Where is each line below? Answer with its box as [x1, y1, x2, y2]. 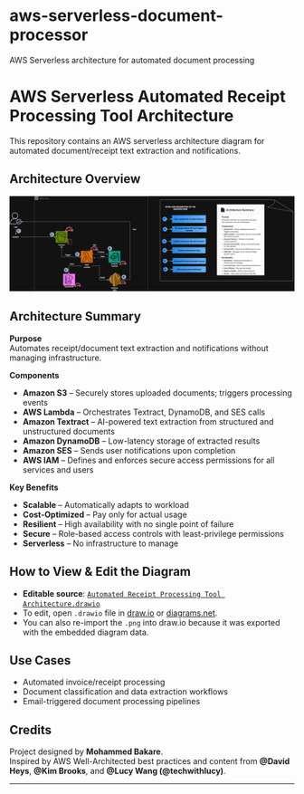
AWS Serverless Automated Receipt [9, 87, 287, 107]
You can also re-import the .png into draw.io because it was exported [22, 617, 280, 627]
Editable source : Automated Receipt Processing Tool [22, 588, 222, 598]
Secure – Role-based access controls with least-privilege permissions [22, 528, 285, 539]
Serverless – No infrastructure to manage [22, 538, 179, 549]
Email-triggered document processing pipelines [22, 696, 201, 707]
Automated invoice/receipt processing [22, 676, 166, 688]
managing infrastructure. [9, 352, 102, 363]
